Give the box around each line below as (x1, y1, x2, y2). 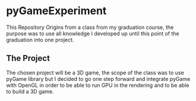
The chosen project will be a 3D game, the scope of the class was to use (6, 69, 184, 76)
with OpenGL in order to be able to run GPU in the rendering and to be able (6, 82, 189, 89)
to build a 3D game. (6, 87, 55, 95)
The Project (6, 53, 50, 63)
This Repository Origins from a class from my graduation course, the (6, 24, 174, 31)
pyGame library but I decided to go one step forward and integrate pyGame (6, 75, 191, 82)
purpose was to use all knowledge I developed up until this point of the (6, 30, 179, 37)
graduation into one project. (6, 36, 74, 43)
